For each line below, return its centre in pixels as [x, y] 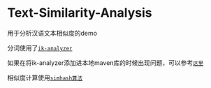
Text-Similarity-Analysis [80, 13]
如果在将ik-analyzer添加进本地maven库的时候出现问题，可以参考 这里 [105, 63]
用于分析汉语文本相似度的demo [52, 33]
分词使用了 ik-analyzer [40, 47]
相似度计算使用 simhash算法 [45, 78]
